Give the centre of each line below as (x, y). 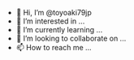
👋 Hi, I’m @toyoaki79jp (54, 13)
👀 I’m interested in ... (50, 21)
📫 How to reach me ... (54, 47)
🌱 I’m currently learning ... (59, 30)
